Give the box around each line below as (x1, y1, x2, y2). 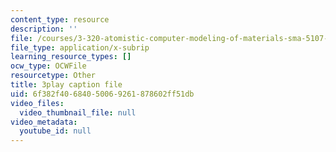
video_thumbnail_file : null (19, 107, 137, 118)
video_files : (10, 98, 65, 108)
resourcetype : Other (10, 71, 97, 81)
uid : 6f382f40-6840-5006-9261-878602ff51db (10, 89, 195, 99)
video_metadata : (10, 117, 78, 127)
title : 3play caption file (10, 80, 123, 90)
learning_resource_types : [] (10, 52, 132, 62)
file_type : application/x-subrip (10, 42, 150, 53)
